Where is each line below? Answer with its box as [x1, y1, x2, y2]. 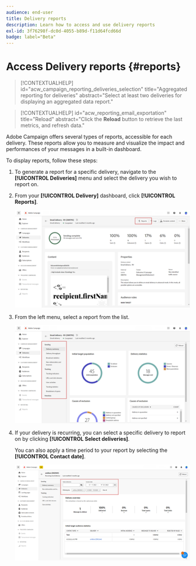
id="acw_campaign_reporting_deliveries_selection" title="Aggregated [20, 85, 188, 93]
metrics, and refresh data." [20, 122, 85, 129]
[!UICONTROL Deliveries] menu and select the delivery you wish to [14, 174, 177, 181]
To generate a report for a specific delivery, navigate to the [14, 169, 156, 176]
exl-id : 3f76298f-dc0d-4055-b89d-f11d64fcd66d [6, 28, 121, 34]
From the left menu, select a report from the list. [14, 314, 130, 321]
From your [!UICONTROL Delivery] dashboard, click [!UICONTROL [14, 192, 176, 199]
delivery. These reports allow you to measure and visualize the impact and [6, 139, 185, 146]
